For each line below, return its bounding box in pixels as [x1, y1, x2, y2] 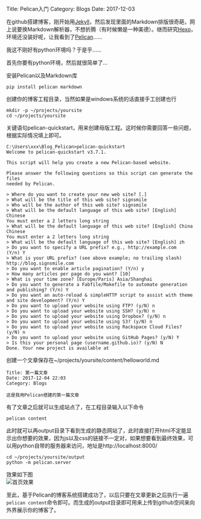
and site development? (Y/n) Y [6, 297, 85, 303]
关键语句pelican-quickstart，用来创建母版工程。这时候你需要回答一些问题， [6, 124, 195, 131]
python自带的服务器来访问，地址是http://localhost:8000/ [16, 442, 158, 449]
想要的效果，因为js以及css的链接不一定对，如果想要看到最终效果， [22, 435, 188, 441]
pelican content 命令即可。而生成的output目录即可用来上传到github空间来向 [6, 499, 195, 506]
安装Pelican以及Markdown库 [6, 72, 77, 79]
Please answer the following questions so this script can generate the [6, 170, 193, 176]
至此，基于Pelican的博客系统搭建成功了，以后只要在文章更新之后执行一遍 [6, 491, 189, 498]
